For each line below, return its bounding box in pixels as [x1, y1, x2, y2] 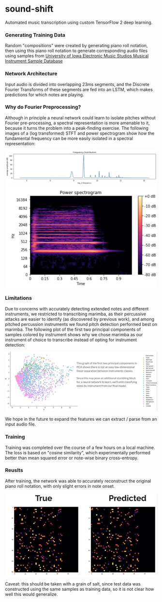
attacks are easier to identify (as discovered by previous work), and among [5, 316, 155, 322]
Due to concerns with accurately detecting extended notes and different [5, 306, 149, 311]
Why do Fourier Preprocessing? [5, 103, 81, 110]
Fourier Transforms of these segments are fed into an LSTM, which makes [5, 86, 153, 92]
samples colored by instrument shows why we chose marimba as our [5, 331, 143, 337]
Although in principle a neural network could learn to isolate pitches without [5, 115, 156, 120]
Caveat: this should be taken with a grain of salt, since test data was [5, 581, 141, 587]
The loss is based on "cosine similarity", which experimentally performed [5, 449, 151, 455]
